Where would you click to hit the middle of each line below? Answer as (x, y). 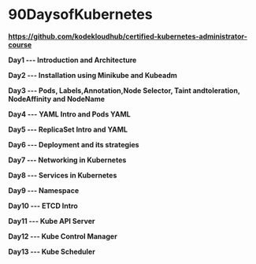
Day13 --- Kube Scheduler (52, 251)
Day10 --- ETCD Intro (43, 206)
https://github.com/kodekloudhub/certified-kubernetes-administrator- (128, 36)
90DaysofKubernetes (80, 15)
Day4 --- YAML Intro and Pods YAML (70, 114)
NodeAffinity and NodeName (56, 99)
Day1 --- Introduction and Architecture (72, 60)
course (20, 44)
